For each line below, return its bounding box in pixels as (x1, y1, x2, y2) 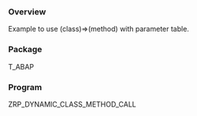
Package (8, 44, 43, 55)
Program (8, 81, 43, 92)
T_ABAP (8, 62, 35, 71)
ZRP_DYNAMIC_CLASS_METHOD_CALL (8, 99, 136, 109)
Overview (8, 6, 46, 17)
